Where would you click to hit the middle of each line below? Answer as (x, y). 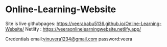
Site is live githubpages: (30, 24)
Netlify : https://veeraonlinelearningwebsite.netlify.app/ (83, 29)
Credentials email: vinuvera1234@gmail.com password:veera (69, 39)
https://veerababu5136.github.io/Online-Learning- (109, 24)
